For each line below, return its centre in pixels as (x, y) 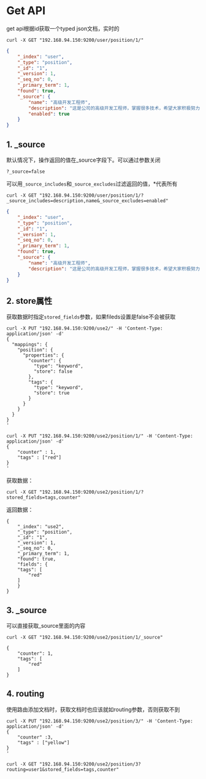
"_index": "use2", (41, 527)
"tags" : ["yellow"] (44, 742)
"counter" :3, (35, 737)
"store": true (51, 393)
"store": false (53, 372)
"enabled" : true (49, 114)
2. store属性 (29, 301)
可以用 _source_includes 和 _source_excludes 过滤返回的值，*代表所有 (92, 184)
